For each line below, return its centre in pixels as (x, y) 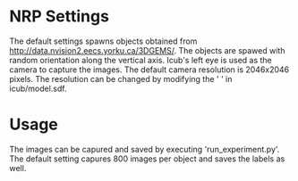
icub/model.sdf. (38, 88)
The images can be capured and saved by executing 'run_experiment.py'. (145, 149)
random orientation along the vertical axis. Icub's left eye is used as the (141, 60)
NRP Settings (60, 16)
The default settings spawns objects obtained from (103, 41)
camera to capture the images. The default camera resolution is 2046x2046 (149, 70)
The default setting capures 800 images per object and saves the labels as (147, 159)
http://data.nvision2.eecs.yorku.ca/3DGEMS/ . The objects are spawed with (147, 50)
